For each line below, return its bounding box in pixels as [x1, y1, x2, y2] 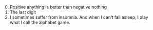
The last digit [9, 9, 36, 15]
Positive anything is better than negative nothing [9, 4, 107, 10]
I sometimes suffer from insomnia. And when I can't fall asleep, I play [9, 15, 149, 20]
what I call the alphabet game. [9, 19, 71, 25]
